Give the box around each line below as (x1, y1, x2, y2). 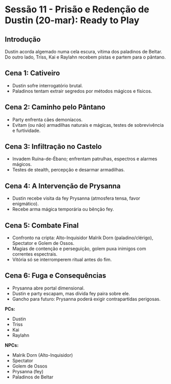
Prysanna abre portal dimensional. (12, 285, 85, 291)
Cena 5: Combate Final (5, 221, 79, 229)
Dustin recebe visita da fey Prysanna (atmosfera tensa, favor (12, 195, 140, 201)
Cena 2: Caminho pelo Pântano (5, 103, 105, 111)
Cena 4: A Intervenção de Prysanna (5, 181, 121, 190)
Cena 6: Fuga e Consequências (5, 271, 106, 280)
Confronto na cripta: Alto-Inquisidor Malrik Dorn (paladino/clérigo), (12, 235, 154, 241)
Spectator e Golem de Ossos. (12, 240, 75, 246)
